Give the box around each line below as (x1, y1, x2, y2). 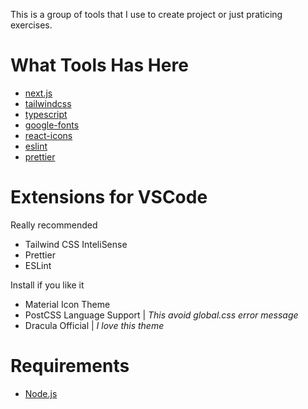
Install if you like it (10, 279, 85, 291)
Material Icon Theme (24, 298, 111, 310)
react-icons (24, 129, 73, 141)
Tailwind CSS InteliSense (24, 238, 128, 250)
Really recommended (10, 219, 98, 231)
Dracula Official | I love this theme (24, 319, 165, 331)
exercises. (10, 19, 53, 31)
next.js (24, 87, 53, 99)
